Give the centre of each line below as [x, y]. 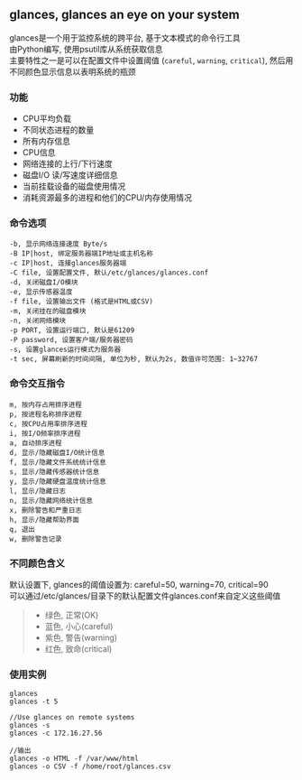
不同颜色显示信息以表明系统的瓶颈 [73, 71]
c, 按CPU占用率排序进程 [49, 423]
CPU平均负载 [47, 119]
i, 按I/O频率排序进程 [45, 433]
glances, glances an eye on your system [125, 15]
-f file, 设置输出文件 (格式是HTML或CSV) [81, 302]
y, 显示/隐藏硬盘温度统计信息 [58, 481]
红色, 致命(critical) [78, 649]
